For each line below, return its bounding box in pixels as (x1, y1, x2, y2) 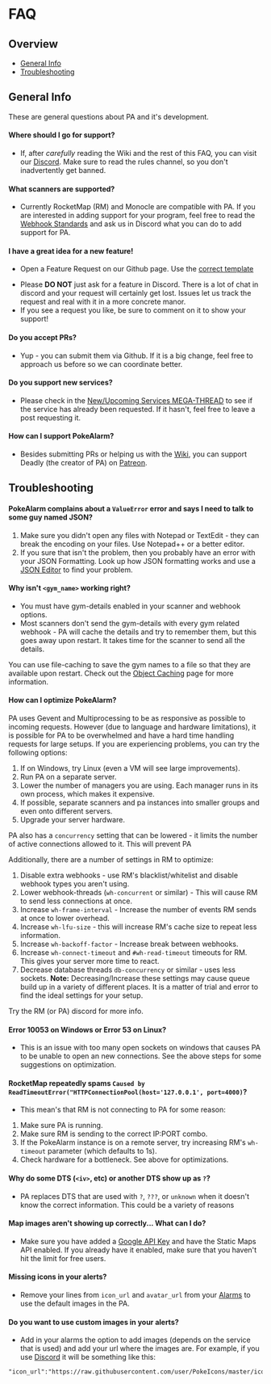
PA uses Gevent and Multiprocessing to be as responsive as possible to (8, 713, 246, 723)
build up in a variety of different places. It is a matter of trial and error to (19, 982, 259, 992)
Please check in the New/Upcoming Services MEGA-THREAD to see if (19, 395, 252, 405)
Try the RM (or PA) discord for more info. (8, 1007, 144, 1016)
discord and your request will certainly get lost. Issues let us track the (19, 288, 252, 298)
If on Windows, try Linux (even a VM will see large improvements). (19, 764, 240, 773)
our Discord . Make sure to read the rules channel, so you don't (19, 157, 228, 166)
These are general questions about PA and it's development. (8, 111, 210, 121)
